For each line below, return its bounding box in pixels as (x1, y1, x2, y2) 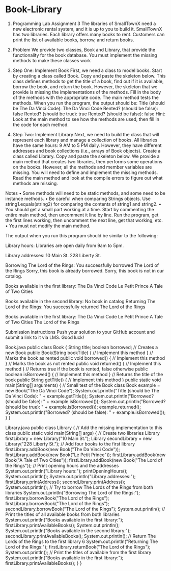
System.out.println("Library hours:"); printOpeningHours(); (5, 468, 128, 474)
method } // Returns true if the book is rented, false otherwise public (5, 366, 149, 372)
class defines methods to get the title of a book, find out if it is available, (12, 78, 164, 84)
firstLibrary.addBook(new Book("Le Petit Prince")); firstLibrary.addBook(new (5, 452, 166, 458)
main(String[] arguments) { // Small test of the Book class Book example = (5, 382, 160, 388)
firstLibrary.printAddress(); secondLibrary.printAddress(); (5, 479, 126, 485)
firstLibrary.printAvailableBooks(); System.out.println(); (5, 522, 120, 528)
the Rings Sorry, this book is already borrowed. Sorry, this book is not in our (5, 267, 164, 274)
